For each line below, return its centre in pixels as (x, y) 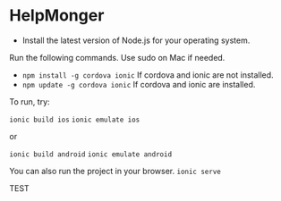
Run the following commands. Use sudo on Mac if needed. (117, 57)
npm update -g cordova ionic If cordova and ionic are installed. (139, 84)
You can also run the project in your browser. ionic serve (115, 171)
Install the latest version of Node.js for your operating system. (136, 40)
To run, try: (30, 101)
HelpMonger (57, 16)
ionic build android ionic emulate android (91, 154)
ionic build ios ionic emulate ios (75, 120)
